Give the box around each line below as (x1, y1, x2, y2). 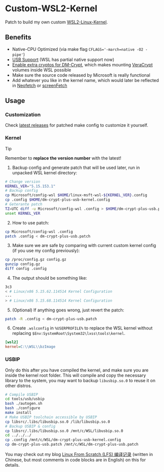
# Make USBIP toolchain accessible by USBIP (5, 414, 97, 420)
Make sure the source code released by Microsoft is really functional (12, 72, 150, 78)
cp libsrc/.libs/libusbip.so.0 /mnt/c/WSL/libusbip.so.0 (5, 428, 123, 433)
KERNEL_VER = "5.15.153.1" (5, 184, 56, 188)
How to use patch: (12, 220, 49, 226)
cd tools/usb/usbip (5, 396, 45, 402)
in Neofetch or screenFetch (12, 82, 67, 88)
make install (5, 410, 32, 415)
